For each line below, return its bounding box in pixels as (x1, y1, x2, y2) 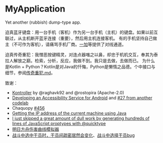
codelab (12, 100, 29, 106)
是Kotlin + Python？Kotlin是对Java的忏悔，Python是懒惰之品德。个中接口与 (5, 64, 156, 70)
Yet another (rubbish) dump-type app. (5, 19, 81, 25)
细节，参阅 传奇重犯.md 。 (5, 70, 55, 75)
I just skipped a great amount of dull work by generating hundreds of (12, 115, 150, 121)
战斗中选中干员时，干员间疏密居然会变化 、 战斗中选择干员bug (12, 132, 135, 138)
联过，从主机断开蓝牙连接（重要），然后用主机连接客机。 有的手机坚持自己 (5, 35, 153, 41)
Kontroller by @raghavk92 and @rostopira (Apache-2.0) (12, 89, 125, 95)
